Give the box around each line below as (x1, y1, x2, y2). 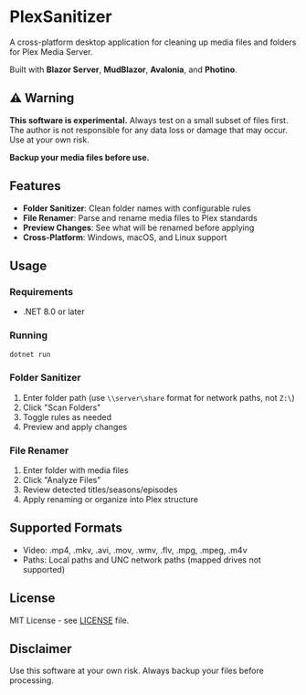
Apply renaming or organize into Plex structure (22, 494, 199, 505)
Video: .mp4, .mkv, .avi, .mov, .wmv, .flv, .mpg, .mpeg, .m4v (22, 544, 248, 555)
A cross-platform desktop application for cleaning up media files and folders (9, 37, 297, 47)
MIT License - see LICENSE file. (9, 615, 130, 626)
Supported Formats (9, 521, 123, 536)
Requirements (9, 285, 74, 298)
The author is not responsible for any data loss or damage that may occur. (9, 124, 288, 135)
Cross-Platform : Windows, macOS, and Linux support (22, 231, 227, 243)
